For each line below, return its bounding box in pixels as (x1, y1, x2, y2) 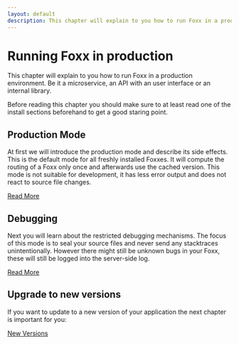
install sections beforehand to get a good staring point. (7, 108, 169, 116)
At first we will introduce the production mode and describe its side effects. (7, 148, 228, 156)
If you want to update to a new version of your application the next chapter (7, 308, 226, 316)
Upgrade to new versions (7, 288, 121, 300)
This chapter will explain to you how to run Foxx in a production (7, 71, 193, 80)
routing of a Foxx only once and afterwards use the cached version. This (7, 163, 221, 171)
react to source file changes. (7, 178, 92, 186)
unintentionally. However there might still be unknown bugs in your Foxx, (7, 247, 221, 256)
